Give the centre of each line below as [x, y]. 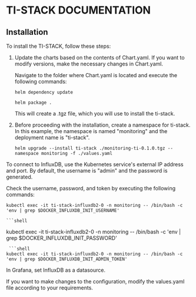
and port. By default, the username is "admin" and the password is [87, 171]
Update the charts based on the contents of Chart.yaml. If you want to [99, 57]
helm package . [33, 103]
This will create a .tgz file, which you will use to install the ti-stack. [95, 113]
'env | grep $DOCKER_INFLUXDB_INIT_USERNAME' [63, 210]
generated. [19, 177]
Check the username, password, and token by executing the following [91, 188]
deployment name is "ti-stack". [52, 137]
